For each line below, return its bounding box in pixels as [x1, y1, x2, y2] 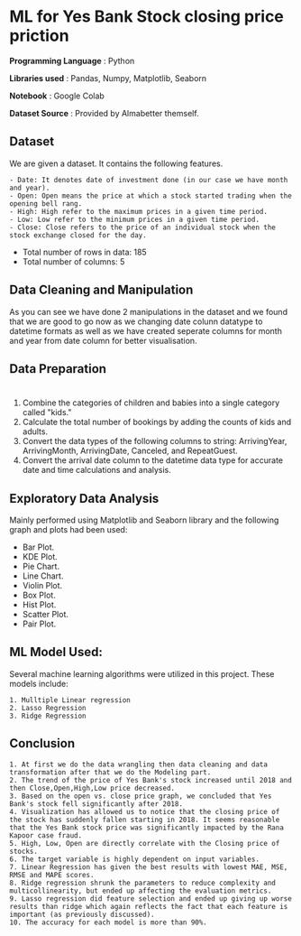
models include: [9, 678, 69, 689]
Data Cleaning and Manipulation [9, 283, 194, 298]
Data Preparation [9, 361, 106, 376]
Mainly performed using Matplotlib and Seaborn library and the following [9, 514, 279, 525]
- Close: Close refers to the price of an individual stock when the [9, 223, 277, 232]
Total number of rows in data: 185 [22, 246, 147, 257]
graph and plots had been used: [9, 524, 128, 534]
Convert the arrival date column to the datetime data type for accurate [22, 455, 284, 466]
